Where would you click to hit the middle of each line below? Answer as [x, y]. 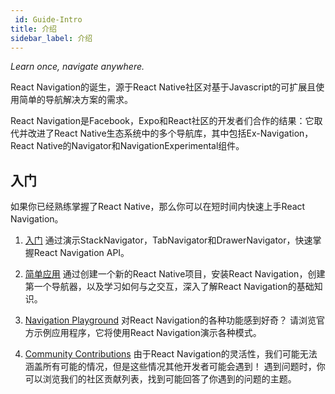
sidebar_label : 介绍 [51, 38]
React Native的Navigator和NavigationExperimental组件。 [127, 146]
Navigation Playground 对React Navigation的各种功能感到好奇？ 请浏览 [170, 320]
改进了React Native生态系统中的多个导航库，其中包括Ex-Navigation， [170, 133]
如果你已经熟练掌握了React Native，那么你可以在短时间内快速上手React [158, 207]
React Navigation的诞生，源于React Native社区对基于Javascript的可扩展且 [163, 87]
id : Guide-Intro [48, 19]
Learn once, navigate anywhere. [77, 67]
